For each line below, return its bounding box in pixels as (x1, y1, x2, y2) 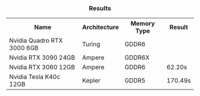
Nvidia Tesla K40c (9, 73, 61, 81)
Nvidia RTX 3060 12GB (9, 63, 76, 72)
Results (89, 4, 111, 12)
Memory (130, 20, 155, 28)
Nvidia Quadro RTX (9, 37, 63, 45)
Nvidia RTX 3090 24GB (9, 53, 76, 62)
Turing (82, 40, 101, 49)
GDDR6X (124, 53, 150, 62)
